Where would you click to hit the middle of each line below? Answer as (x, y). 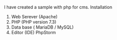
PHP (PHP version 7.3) (34, 22)
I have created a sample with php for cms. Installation (58, 7)
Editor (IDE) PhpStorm (34, 32)
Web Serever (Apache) (34, 17)
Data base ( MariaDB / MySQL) (42, 27)
